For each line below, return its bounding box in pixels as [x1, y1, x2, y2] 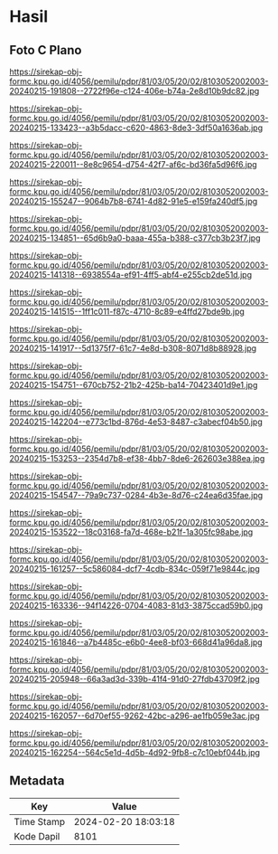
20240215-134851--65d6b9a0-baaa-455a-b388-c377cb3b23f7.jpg [9, 232, 261, 243]
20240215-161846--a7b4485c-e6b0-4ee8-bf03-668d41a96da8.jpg [9, 637, 264, 648]
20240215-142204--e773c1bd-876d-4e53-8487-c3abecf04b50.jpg [9, 416, 264, 427]
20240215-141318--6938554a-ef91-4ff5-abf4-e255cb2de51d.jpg [9, 270, 253, 280]
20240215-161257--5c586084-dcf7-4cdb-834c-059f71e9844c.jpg [9, 564, 260, 574]
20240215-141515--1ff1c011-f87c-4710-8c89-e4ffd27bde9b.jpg [9, 306, 246, 317]
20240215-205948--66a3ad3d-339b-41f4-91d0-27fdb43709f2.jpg [9, 674, 260, 684]
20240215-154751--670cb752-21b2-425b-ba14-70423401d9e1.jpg [9, 380, 258, 390]
